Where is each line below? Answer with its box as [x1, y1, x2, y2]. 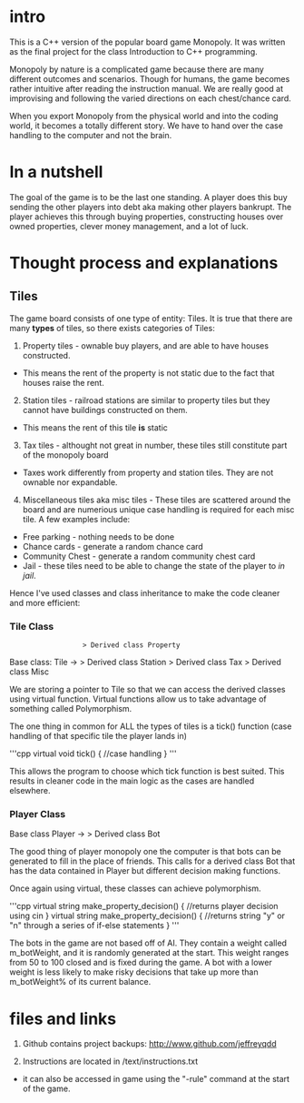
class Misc [9, 666, 50, 677]
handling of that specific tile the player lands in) [9, 731, 188, 742]
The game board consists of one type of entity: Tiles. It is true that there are [9, 312, 293, 324]
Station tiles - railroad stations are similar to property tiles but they [22, 394, 270, 406]
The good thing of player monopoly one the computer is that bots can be [9, 846, 281, 857]
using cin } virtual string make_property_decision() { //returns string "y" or [9, 910, 286, 921]
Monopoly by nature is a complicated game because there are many [9, 64, 265, 75]
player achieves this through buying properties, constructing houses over [9, 211, 284, 222]
